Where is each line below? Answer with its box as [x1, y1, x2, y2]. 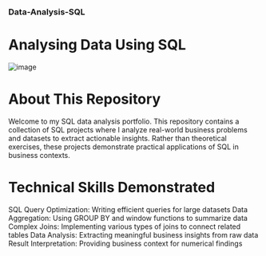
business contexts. [8, 150, 70, 160]
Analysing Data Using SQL [8, 36, 186, 54]
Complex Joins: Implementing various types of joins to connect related [8, 222, 241, 231]
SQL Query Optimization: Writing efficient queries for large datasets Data [8, 204, 248, 214]
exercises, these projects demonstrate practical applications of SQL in [8, 142, 240, 152]
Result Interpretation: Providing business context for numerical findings [8, 238, 243, 248]
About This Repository [8, 90, 161, 108]
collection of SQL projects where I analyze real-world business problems [8, 124, 248, 134]
